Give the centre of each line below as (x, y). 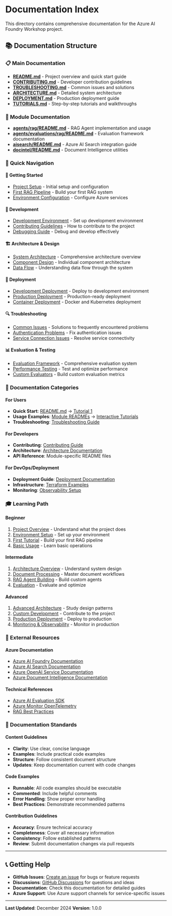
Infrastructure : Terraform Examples (51, 485)
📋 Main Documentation (35, 64)
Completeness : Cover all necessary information (63, 832)
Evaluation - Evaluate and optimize (49, 585)
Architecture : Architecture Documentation (58, 451)
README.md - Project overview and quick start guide (69, 76)
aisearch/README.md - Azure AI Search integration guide (75, 144)
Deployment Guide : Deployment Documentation (64, 479)
